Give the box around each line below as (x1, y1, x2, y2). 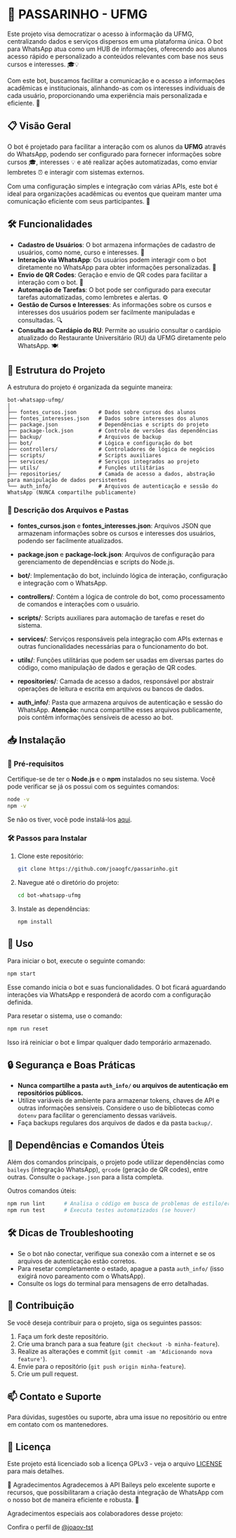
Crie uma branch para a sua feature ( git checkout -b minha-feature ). (17, 1339, 220, 1348)
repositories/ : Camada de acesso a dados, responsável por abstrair (17, 676, 214, 686)
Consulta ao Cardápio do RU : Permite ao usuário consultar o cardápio (17, 325, 221, 334)
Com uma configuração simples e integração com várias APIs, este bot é (7, 182, 218, 190)
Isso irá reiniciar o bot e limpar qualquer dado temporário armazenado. (7, 1038, 212, 1046)
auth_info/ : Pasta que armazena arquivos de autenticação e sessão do (17, 697, 223, 707)
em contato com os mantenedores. (7, 1420, 109, 1429)
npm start (7, 970, 37, 977)
